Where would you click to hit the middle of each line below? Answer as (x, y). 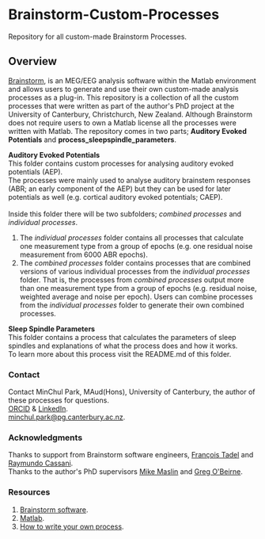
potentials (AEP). (36, 171)
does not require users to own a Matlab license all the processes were (123, 122)
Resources (29, 492)
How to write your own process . (72, 526)
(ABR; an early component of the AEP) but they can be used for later (120, 189)
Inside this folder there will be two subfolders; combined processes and (125, 214)
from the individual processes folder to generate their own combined (132, 305)
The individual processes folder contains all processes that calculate (131, 237)
